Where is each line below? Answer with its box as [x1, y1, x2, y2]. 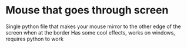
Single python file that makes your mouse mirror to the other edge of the [5, 23, 181, 30]
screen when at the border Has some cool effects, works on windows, [5, 29, 176, 36]
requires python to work [5, 35, 64, 42]
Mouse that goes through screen [5, 4, 169, 17]
